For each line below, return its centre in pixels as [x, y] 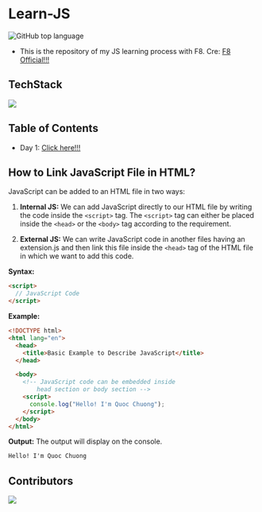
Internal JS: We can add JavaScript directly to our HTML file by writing [136, 207]
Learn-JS [39, 14]
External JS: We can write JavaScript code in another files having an [133, 239]
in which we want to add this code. [77, 256]
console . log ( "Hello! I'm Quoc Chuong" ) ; [97, 404]
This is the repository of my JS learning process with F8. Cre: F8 [125, 51]
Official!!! [35, 60]
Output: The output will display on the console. [85, 441]
